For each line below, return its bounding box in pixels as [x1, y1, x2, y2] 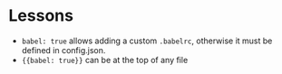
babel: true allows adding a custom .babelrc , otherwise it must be [21, 35, 273, 46]
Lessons [8, 5, 74, 26]
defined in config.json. [21, 44, 106, 55]
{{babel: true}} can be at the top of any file [21, 54, 189, 65]
